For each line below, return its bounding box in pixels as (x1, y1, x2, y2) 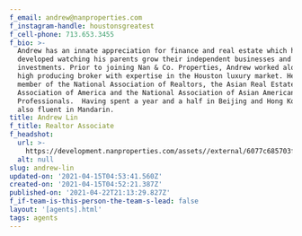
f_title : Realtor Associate (9, 122, 115, 131)
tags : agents (9, 213, 58, 223)
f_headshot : (9, 130, 54, 139)
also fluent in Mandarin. (17, 105, 115, 114)
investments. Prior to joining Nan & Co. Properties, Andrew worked (17, 64, 280, 73)
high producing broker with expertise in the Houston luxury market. (17, 72, 283, 81)
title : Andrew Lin (9, 113, 78, 122)
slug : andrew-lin (9, 163, 75, 172)
